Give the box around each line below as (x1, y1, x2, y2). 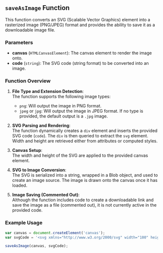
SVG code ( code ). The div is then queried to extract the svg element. (12, 133, 148, 139)
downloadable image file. (5, 27, 56, 33)
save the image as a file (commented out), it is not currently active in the (12, 202, 157, 208)
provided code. (12, 208, 43, 213)
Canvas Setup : (12, 148, 43, 153)
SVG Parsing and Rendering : (12, 123, 71, 129)
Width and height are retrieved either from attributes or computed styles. (12, 138, 158, 144)
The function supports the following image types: (12, 94, 111, 100)
